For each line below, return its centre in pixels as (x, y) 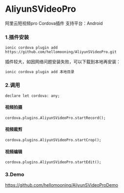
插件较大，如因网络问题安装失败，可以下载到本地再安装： (63, 62)
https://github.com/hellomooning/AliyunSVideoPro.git (61, 52)
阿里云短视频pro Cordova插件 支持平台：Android (54, 23)
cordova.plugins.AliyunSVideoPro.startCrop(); (53, 140)
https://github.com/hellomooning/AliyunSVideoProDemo (62, 185)
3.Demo (15, 174)
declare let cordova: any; (32, 96)
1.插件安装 (17, 37)
